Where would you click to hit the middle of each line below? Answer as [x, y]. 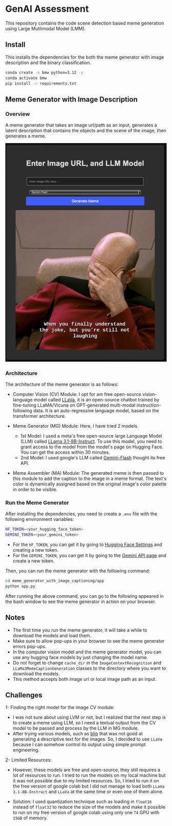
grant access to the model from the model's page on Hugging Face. [92, 447]
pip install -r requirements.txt [41, 83]
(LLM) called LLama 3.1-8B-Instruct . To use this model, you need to [91, 441]
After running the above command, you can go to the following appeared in [84, 596]
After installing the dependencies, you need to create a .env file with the [81, 514]
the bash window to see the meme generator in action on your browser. [81, 601]
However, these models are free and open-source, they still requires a [86, 770]
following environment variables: [40, 519]
